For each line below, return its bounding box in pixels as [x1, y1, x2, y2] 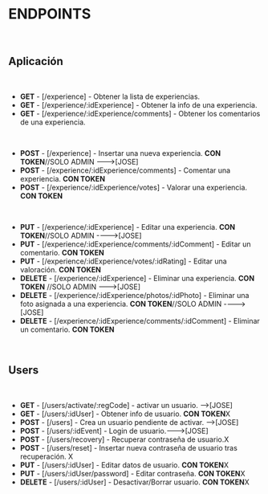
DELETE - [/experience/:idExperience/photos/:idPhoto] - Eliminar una [19, 290, 250, 300]
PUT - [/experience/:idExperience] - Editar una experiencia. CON [19, 222, 235, 231]
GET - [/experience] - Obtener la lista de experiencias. [19, 92, 201, 101]
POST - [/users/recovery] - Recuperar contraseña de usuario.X [19, 435, 229, 444]
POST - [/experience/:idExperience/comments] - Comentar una [19, 165, 231, 175]
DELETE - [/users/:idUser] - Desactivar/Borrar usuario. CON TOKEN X [19, 477, 250, 487]
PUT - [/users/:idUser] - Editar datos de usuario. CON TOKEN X [19, 459, 229, 470]
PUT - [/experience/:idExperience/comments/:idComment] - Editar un [19, 239, 251, 249]
